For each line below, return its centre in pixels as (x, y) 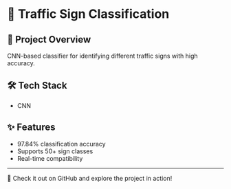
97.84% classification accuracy (61, 144)
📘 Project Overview (49, 40)
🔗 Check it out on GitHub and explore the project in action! (90, 178)
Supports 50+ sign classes (55, 151)
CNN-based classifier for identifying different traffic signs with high (102, 56)
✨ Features (31, 127)
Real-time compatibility (50, 158)
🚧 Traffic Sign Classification (88, 14)
